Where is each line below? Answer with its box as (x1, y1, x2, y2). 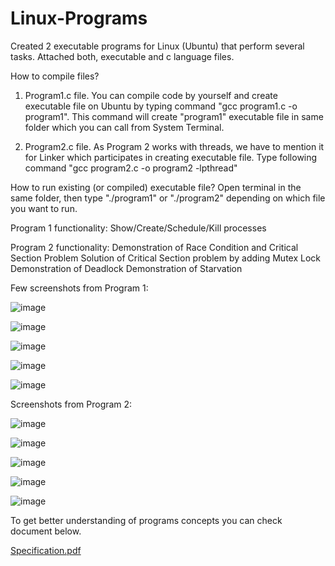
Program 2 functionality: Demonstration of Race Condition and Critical (10, 241, 299, 253)
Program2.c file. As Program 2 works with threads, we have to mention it (24, 140, 325, 152)
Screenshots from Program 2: (10, 398, 133, 410)
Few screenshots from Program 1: (10, 282, 149, 294)
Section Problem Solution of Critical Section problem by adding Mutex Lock (10, 252, 322, 264)
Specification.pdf (10, 544, 82, 556)
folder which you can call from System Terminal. (24, 121, 225, 133)
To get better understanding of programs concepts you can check (10, 514, 283, 526)
